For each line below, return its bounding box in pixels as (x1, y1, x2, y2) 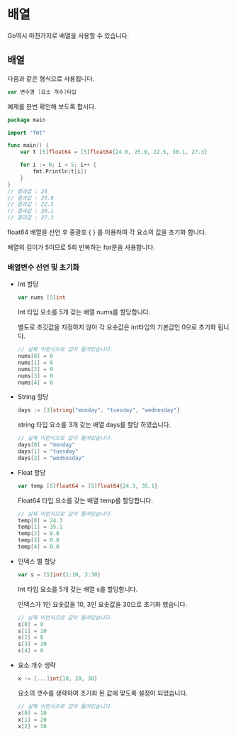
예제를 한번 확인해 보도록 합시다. (7, 102, 97, 111)
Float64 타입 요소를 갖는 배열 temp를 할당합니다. (17, 496, 154, 505)
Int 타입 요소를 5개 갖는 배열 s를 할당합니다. (17, 585, 138, 593)
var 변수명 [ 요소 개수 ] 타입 (7, 88, 77, 96)
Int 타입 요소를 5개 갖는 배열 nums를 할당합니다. (17, 308, 151, 317)
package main (7, 116, 46, 123)
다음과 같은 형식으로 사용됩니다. (7, 74, 95, 82)
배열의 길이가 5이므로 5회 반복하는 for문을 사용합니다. (7, 243, 156, 251)
